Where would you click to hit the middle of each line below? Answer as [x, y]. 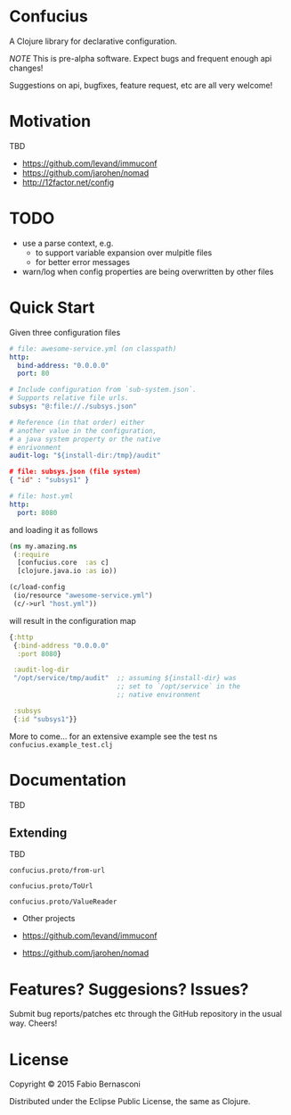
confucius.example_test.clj [61, 745]
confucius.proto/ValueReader [63, 902]
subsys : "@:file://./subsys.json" [73, 406]
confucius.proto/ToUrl [51, 886]
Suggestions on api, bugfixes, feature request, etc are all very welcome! [141, 85]
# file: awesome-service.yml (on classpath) [93, 349]
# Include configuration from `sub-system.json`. [103, 390]
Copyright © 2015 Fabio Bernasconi [75, 1084]
